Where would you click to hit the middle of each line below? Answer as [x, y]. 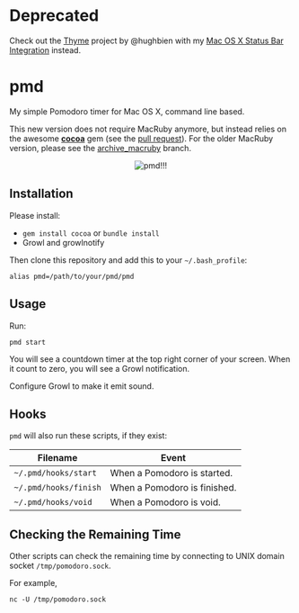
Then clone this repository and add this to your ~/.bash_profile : [128, 260]
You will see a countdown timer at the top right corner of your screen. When [150, 359]
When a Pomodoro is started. [171, 473]
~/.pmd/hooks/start [55, 473]
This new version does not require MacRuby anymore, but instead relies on [148, 129]
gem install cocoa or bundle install [91, 233]
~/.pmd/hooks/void [53, 502]
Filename [57, 458]
